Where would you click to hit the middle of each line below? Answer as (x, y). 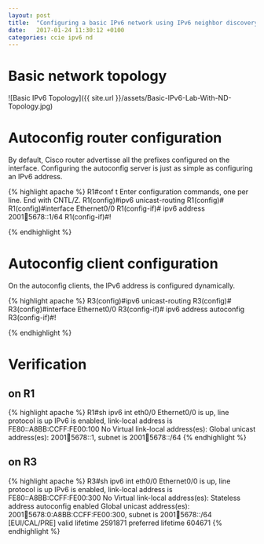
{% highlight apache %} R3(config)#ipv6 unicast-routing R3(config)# (120, 301)
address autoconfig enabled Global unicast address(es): (99, 506)
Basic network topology (88, 76)
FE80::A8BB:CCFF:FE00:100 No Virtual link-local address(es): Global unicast (132, 429)
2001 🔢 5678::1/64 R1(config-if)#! (60, 217)
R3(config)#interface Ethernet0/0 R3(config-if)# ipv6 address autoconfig (126, 309)
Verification (48, 364)
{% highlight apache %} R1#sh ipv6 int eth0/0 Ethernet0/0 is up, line (119, 413)
